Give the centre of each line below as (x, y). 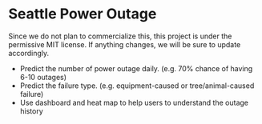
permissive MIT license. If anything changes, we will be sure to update (125, 44)
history (32, 111)
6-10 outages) (43, 77)
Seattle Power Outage (83, 14)
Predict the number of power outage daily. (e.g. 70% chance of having (136, 68)
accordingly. (29, 53)
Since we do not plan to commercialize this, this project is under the (120, 36)
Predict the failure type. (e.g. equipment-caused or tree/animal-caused (137, 86)
